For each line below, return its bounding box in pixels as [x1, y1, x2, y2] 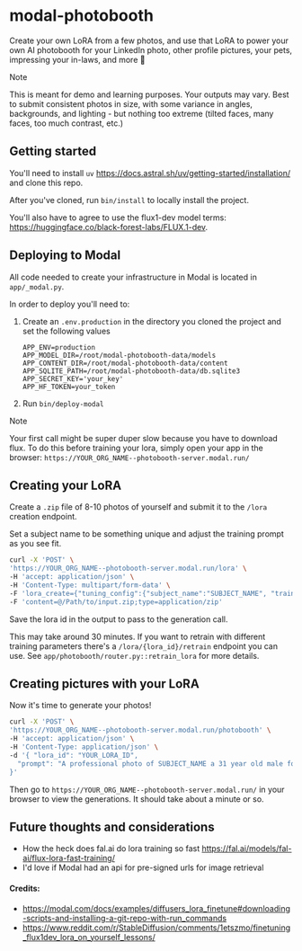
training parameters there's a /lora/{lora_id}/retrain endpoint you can [9, 640, 279, 652]
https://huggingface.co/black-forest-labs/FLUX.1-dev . [9, 221, 209, 232]
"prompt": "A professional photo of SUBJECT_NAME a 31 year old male [17, 759, 283, 769]
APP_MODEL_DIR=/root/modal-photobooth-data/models [22, 351, 217, 360]
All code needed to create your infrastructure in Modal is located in [9, 271, 258, 282]
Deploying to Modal [9, 248, 121, 263]
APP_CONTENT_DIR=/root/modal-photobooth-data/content [22, 359, 228, 368]
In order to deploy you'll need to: [9, 298, 130, 309]
